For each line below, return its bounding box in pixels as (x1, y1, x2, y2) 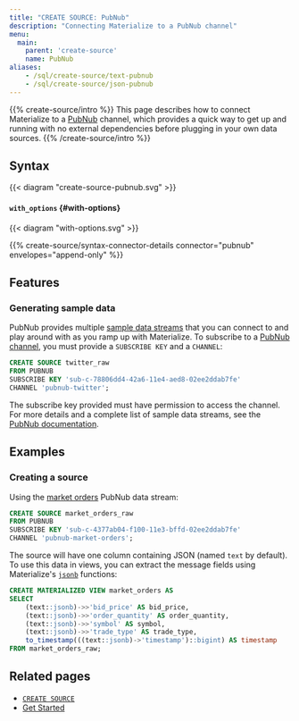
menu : (9, 29, 29, 38)
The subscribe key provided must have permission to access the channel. (9, 399, 281, 410)
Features (9, 275, 60, 290)
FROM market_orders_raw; (9, 644, 102, 653)
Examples (9, 444, 65, 460)
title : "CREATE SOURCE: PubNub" (9, 13, 129, 22)
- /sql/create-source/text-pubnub (25, 71, 154, 80)
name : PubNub (25, 54, 74, 63)
